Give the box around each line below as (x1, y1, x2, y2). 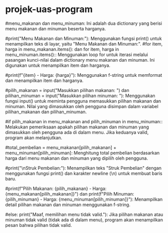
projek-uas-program (5, 4, 93, 15)
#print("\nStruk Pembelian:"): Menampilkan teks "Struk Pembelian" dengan (5, 165, 162, 171)
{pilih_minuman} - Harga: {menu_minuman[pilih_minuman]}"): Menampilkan (5, 196, 163, 202)
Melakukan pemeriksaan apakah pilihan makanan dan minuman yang (5, 124, 149, 130)
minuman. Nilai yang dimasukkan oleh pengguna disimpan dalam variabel (5, 103, 158, 109)
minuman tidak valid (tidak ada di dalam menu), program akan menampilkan (5, 216, 163, 223)
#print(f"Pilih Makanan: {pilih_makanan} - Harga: (5, 185, 107, 192)
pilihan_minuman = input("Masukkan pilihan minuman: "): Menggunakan (5, 92, 155, 99)
